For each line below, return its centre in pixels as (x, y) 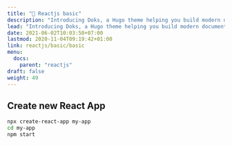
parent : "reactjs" (46, 65)
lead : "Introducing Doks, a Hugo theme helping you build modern (103, 26)
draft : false (26, 71)
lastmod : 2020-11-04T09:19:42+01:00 (60, 39)
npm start (21, 134)
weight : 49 (23, 78)
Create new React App (56, 105)
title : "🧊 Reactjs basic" (44, 13)
